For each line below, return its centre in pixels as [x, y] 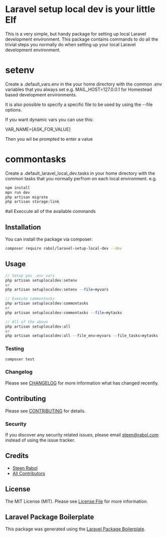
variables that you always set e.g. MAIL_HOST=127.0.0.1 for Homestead [78, 89]
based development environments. [41, 94]
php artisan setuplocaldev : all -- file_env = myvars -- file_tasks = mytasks [81, 336]
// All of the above [27, 322]
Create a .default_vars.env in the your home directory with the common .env [84, 84]
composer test [20, 359]
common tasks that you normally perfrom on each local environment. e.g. [81, 178]
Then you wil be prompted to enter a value [49, 139]
